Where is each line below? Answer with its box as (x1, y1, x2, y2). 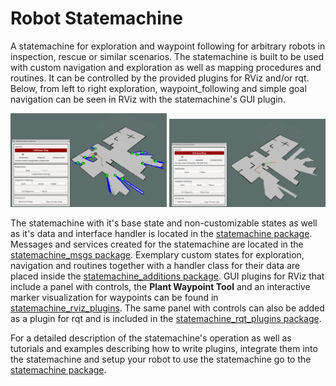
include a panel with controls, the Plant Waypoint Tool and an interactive (10, 281, 311, 293)
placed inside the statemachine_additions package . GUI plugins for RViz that (10, 270, 325, 282)
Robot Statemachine (10, 7, 183, 30)
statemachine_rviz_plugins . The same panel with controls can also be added (10, 302, 325, 314)
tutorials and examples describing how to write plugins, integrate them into (10, 343, 318, 355)
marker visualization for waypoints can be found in (10, 292, 219, 304)
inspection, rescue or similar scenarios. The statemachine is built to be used (10, 50, 325, 62)
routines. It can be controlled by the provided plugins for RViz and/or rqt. (10, 72, 310, 84)
